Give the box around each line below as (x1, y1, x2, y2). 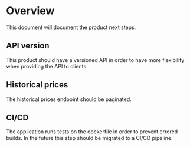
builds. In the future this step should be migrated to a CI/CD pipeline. (6, 135, 173, 142)
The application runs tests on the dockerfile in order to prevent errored (6, 128, 178, 135)
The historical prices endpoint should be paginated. (6, 96, 132, 103)
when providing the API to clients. (6, 63, 88, 70)
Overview (6, 4, 55, 18)
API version (6, 41, 50, 51)
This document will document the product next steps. (6, 24, 136, 31)
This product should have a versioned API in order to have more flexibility (6, 56, 185, 63)
